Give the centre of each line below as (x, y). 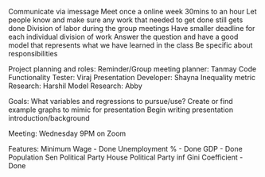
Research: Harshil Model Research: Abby (76, 86)
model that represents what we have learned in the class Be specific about (131, 45)
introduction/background (49, 118)
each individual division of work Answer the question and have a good (123, 37)
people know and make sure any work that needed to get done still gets (126, 20)
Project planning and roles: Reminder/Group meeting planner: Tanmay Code (132, 69)
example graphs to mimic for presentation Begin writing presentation (121, 110)
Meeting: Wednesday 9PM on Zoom (67, 133)
